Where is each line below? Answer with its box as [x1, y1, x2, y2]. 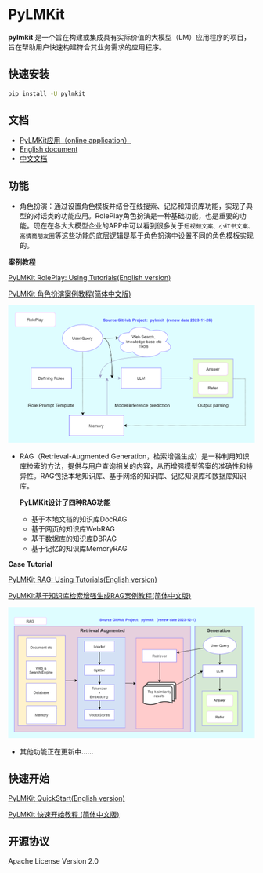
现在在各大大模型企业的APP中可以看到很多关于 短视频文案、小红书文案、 [33, 221, 254, 231]
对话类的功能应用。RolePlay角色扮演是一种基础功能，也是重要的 [33, 211, 240, 221]
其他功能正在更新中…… [19, 747, 94, 757]
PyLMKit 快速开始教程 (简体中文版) [8, 809, 120, 819]
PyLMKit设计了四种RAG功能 [19, 498, 111, 507]
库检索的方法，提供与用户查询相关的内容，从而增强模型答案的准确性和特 [19, 462, 253, 471]
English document [19, 144, 78, 154]
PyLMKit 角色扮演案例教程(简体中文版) [8, 289, 131, 299]
